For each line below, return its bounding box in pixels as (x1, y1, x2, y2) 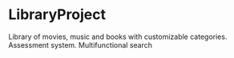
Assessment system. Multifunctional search (8, 40, 152, 49)
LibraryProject (8, 6, 107, 24)
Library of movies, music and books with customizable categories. (8, 32, 228, 41)
